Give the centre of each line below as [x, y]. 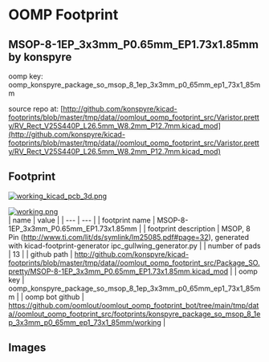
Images [27, 348]
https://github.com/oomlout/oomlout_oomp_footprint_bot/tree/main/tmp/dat [134, 305]
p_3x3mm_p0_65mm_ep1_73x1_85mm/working [85, 322]
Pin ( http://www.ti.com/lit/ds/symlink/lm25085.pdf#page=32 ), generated [129, 237]
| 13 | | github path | [41, 254]
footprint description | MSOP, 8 [199, 228]
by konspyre [40, 57]
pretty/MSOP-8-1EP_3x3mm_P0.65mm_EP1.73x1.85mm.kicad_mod [118, 271]
